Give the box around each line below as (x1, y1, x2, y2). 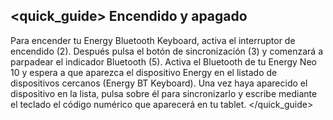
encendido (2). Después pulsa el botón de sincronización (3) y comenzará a (10, 45, 324, 57)
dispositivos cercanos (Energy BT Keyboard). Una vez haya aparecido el (10, 77, 308, 89)
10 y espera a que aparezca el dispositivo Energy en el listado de (10, 66, 278, 78)
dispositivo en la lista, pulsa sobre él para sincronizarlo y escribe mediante (10, 87, 318, 99)
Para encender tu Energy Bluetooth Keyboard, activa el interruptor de (10, 34, 296, 46)
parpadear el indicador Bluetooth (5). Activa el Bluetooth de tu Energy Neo (10, 55, 317, 68)
